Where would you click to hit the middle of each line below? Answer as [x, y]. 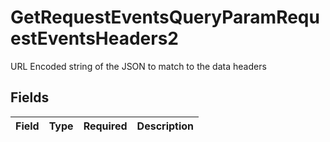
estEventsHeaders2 [94, 38]
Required [105, 126]
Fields [30, 97]
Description [165, 126]
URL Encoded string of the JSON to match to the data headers [138, 66]
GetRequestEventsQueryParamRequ [165, 17]
